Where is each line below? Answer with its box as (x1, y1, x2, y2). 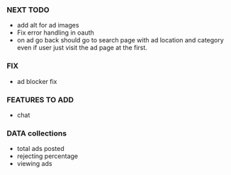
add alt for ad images (16, 21, 79, 30)
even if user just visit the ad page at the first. (16, 44, 148, 52)
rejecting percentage (16, 152, 79, 160)
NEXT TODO (6, 5, 50, 15)
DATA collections (6, 128, 67, 138)
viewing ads (16, 159, 52, 168)
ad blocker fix (16, 77, 57, 85)
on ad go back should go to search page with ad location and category (16, 36, 224, 44)
